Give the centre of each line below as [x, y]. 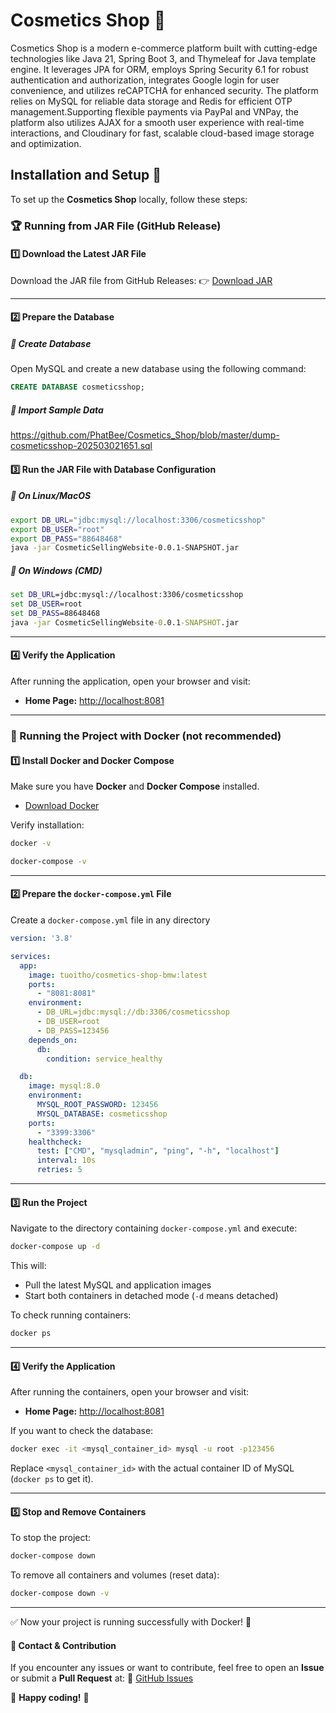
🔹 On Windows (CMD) [56, 570]
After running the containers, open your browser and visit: [130, 1392]
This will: [28, 1266]
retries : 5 [59, 1170]
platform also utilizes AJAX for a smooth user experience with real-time [157, 122]
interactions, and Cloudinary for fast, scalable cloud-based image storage [162, 133]
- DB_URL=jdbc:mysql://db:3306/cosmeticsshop [133, 1012]
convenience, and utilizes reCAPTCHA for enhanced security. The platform [164, 90]
